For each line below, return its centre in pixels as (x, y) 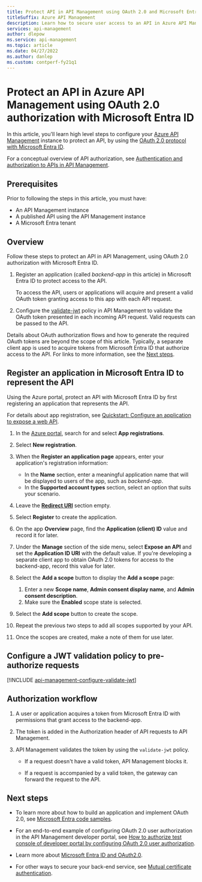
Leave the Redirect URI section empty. (63, 505)
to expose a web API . (33, 421)
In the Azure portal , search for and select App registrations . (90, 433)
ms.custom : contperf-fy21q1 (42, 62)
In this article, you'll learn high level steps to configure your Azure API (93, 134)
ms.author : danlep (30, 57)
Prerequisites (32, 184)
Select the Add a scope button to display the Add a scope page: (95, 577)
